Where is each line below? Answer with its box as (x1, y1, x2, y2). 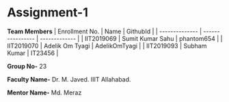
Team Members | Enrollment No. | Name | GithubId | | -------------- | (7, 27, 202, 35)
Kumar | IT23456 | (7, 49, 59, 57)
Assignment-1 (7, 5, 89, 20)
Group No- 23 (7, 62, 47, 70)
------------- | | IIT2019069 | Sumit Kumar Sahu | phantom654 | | (40, 34, 223, 42)
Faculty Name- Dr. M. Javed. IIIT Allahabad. (7, 75, 131, 83)
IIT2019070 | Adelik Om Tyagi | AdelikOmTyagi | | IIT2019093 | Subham (7, 41, 207, 50)
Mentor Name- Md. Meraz (7, 88, 82, 97)
